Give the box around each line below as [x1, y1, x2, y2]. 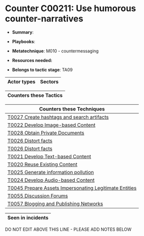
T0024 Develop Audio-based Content [7, 176, 95, 183]
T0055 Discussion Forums [7, 192, 68, 199]
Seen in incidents [7, 214, 48, 221]
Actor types [7, 78, 35, 85]
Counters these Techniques [39, 105, 105, 112]
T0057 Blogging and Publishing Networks [7, 200, 103, 207]
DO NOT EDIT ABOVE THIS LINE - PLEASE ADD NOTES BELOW [5, 226, 132, 232]
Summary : [12, 29, 34, 35]
